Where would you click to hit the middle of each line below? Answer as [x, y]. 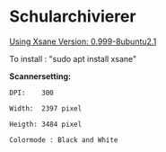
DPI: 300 [31, 93]
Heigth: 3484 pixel [46, 124]
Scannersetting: [40, 76]
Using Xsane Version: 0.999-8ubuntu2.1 [83, 41]
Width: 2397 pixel [46, 108]
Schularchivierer [73, 17]
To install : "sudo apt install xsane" [73, 58]
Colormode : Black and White [64, 140]
